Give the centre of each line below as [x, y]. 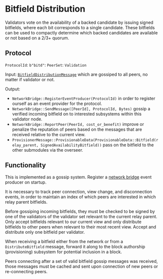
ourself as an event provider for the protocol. [57, 104]
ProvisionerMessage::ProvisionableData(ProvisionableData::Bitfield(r [85, 140]
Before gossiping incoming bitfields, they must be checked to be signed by [80, 211]
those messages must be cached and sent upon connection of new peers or [81, 266]
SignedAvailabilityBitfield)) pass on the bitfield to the [97, 145]
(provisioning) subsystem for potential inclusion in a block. [64, 252]
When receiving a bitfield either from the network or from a [64, 241]
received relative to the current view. [49, 134]
